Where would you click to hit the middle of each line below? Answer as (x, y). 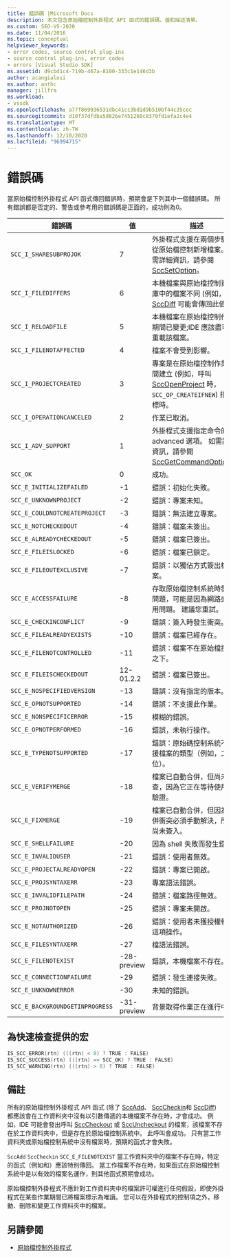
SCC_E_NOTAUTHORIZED (44, 926)
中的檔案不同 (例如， (192, 294)
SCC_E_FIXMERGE (35, 820)
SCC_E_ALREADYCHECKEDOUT (51, 539)
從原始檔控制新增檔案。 (190, 250)
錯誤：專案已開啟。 (183, 870)
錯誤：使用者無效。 (183, 857)
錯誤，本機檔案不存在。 (190, 961)
